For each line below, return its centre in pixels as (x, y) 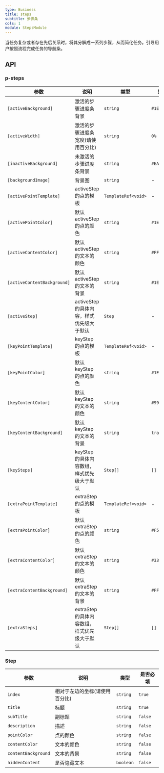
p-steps (15, 78)
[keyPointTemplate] (30, 346)
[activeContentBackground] (39, 282)
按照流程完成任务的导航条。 (37, 49)
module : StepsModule (26, 28)
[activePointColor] (30, 222)
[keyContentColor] (29, 402)
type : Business (20, 10)
